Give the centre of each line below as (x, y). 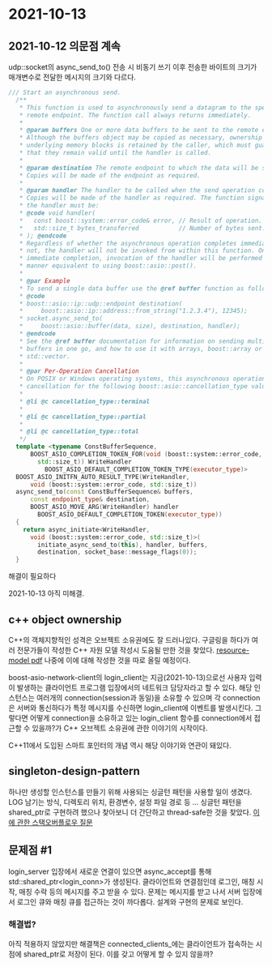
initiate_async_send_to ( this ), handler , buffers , (123, 545)
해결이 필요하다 (32, 576)
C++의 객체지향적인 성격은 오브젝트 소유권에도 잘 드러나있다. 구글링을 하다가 (129, 640)
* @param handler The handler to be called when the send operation (137, 190)
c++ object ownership (65, 620)
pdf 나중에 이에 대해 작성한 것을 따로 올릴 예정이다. (111, 660)
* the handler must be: (59, 206)
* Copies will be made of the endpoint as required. (110, 175)
